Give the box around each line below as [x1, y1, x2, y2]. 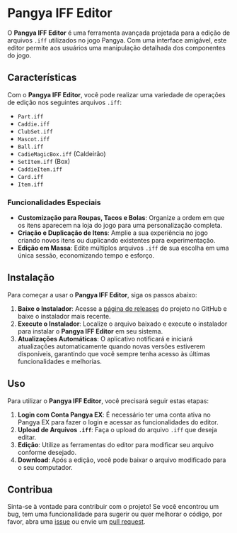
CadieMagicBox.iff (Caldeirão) [17, 149, 106, 158]
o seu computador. [17, 463, 73, 471]
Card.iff [17, 173, 44, 180]
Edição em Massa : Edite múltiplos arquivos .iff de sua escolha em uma [17, 243, 229, 253]
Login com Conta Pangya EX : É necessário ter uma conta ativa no [17, 410, 211, 419]
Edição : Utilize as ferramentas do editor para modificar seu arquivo [17, 440, 214, 449]
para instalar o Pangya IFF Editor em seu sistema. [17, 326, 163, 335]
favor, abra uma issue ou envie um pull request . [7, 517, 146, 526]
